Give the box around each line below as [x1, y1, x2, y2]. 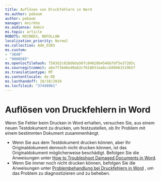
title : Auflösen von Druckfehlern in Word [5, 7, 92, 12]
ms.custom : [5, 47, 27, 52]
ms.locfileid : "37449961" [5, 83, 57, 88]
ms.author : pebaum [5, 12, 42, 16]
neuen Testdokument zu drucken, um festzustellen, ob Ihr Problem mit [5, 125, 145, 131]
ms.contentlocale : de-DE [5, 74, 55, 79]
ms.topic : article [5, 29, 42, 34]
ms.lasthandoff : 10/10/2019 [5, 79, 62, 84]
